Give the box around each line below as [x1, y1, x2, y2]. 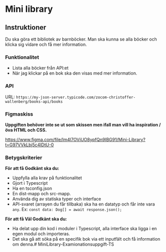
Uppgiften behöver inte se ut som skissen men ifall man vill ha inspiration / [5, 122, 161, 127]
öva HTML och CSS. [5, 127, 47, 133]
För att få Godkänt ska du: [5, 166, 59, 171]
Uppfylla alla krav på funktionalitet [12, 175, 83, 181]
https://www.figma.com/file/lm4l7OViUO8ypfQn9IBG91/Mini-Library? [5, 136, 146, 142]
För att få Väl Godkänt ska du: [5, 216, 67, 222]
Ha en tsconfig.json [12, 185, 52, 191]
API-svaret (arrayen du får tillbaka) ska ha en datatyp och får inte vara [12, 201, 155, 207]
